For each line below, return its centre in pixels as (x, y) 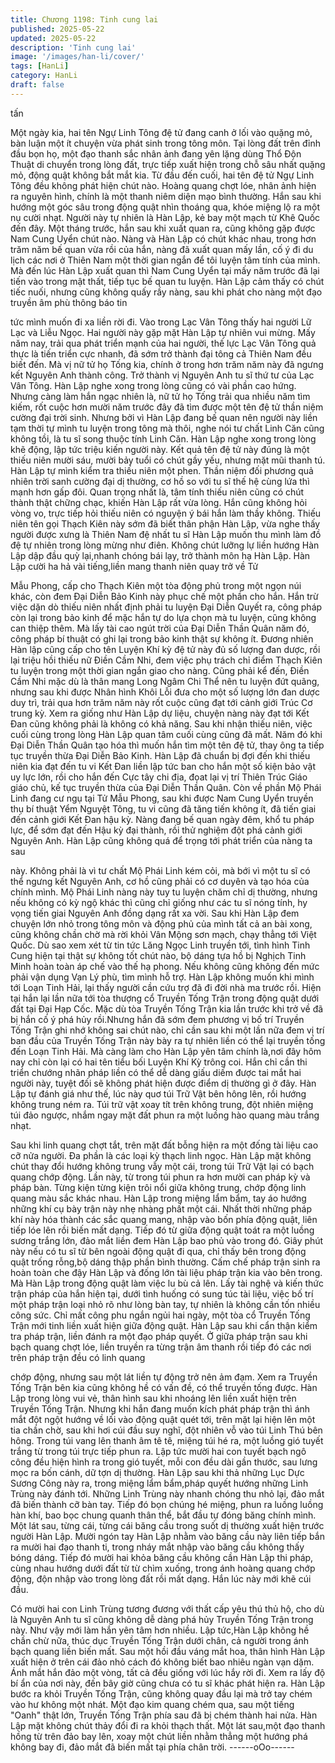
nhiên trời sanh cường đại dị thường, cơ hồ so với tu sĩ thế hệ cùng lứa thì (160, 481)
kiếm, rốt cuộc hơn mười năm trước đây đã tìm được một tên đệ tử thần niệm (167, 407)
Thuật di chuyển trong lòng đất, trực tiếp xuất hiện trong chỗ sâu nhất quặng (168, 164)
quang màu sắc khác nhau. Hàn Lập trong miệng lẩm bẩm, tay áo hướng (158, 1198)
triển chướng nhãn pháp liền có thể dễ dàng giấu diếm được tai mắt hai (156, 1072)
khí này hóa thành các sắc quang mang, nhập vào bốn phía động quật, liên (164, 1219)
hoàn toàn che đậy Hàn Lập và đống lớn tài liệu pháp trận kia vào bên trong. (166, 1272)
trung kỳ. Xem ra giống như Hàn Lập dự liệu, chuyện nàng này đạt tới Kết (160, 713)
